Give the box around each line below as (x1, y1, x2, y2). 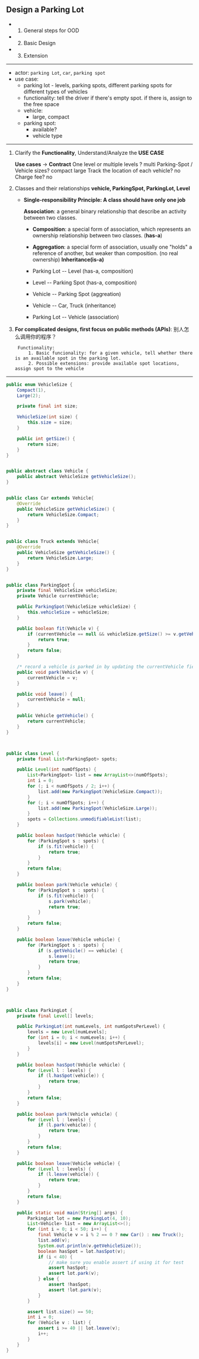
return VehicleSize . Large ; (27, 555, 94, 561)
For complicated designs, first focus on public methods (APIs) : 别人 (14, 326, 184, 333)
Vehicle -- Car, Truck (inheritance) (32, 302, 117, 309)
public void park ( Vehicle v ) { (17, 669, 94, 675)
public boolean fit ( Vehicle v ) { (17, 625, 99, 631)
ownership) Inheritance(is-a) (32, 256, 104, 263)
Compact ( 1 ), (17, 387, 46, 393)
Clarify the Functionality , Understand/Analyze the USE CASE (14, 149, 165, 156)
